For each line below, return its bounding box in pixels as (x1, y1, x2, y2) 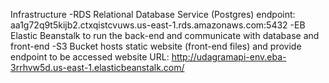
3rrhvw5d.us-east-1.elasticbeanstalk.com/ (10, 62, 185, 73)
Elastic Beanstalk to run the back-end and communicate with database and (10, 30, 320, 41)
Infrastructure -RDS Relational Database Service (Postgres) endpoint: (10, 9, 296, 20)
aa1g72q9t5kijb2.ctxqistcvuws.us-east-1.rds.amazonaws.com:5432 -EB (10, 19, 306, 31)
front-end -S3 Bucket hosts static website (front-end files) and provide (10, 40, 302, 52)
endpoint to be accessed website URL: (10, 51, 170, 63)
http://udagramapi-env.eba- (171, 51, 287, 63)
